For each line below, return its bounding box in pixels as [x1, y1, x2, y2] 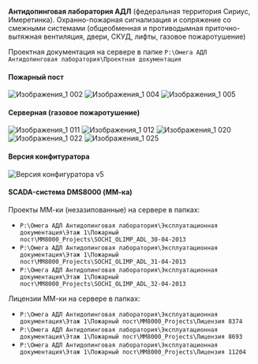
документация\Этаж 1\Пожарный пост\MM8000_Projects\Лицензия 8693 [19, 332, 243, 340]
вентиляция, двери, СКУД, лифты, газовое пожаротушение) [43, 32, 246, 41]
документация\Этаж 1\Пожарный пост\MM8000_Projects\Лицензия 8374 [19, 317, 243, 325]
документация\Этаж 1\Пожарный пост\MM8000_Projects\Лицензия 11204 [19, 347, 246, 356]
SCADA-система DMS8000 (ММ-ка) [8, 187, 133, 197]
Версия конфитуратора [8, 152, 90, 161]
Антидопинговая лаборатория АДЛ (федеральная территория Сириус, [8, 7, 251, 16]
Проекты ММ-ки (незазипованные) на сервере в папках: [8, 205, 200, 214]
